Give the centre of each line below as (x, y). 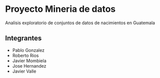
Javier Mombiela (29, 61)
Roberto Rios (26, 55)
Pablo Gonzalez (28, 50)
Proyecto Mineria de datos (60, 9)
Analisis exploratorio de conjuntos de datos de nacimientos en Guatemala (80, 23)
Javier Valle (24, 71)
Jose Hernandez (29, 66)
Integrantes (24, 38)
